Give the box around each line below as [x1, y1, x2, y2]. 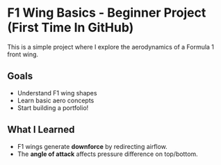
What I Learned [7, 124, 75, 136]
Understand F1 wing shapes [17, 88, 97, 97]
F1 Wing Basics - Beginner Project [7, 5, 206, 21]
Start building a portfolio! [17, 103, 89, 112]
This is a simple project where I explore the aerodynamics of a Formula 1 [7, 42, 214, 51]
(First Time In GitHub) [7, 19, 134, 36]
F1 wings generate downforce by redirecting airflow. [17, 142, 168, 150]
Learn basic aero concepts [17, 96, 95, 104]
